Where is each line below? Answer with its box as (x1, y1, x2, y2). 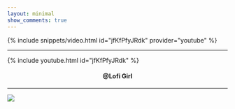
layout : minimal (7, 10, 55, 17)
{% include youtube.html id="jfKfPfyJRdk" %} (7, 56, 140, 64)
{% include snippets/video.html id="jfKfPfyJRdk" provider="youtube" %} (7, 36, 218, 44)
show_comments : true (7, 17, 68, 24)
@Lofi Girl (102, 72, 133, 80)
